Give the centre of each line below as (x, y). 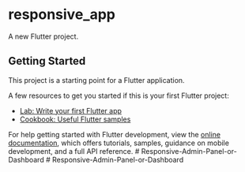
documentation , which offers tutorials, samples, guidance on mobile (119, 143)
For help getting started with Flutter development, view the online (115, 134)
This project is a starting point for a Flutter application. (96, 80)
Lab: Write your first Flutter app (71, 110)
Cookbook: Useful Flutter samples (75, 119)
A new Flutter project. (43, 36)
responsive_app (62, 15)
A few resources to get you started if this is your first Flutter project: (119, 95)
